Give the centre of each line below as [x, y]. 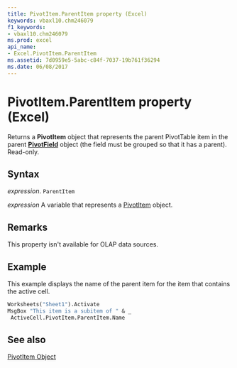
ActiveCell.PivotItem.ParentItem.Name [68, 318]
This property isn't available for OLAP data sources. [83, 244]
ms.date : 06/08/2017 [38, 67]
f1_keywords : [27, 27]
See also [27, 340]
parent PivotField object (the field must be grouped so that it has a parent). [117, 144]
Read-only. [23, 152]
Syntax [23, 174]
